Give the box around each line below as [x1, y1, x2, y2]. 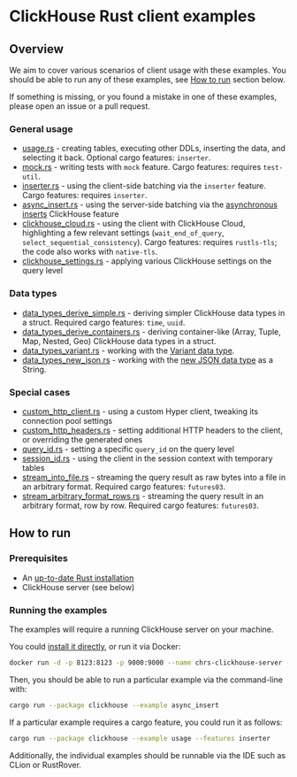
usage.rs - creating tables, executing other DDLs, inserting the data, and [21, 143, 286, 154]
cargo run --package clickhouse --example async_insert [9, 701, 219, 710]
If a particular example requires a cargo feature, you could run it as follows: [9, 717, 283, 727]
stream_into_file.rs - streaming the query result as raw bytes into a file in [21, 472, 286, 482]
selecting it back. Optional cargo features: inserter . [21, 152, 211, 163]
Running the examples [9, 604, 108, 616]
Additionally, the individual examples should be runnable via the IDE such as [9, 750, 286, 760]
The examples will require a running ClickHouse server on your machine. [9, 624, 274, 635]
